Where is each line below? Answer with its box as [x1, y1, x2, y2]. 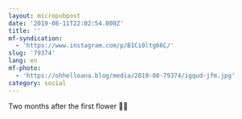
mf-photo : [8, 64, 42, 72]
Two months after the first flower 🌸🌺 [8, 101, 129, 111]
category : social [8, 79, 67, 87]
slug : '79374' [8, 49, 56, 57]
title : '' [8, 27, 42, 35]
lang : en [8, 57, 38, 65]
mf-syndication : [8, 34, 63, 43]
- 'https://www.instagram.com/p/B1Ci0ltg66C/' [15, 42, 174, 50]
